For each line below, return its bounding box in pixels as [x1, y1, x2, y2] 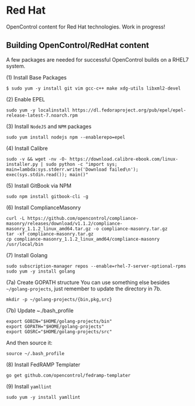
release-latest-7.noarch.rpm [6, 112, 78, 119]
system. [6, 62, 25, 69]
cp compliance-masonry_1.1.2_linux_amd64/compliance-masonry [6, 236, 160, 242]
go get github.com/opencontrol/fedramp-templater [6, 372, 131, 378]
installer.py [6, 161, 38, 167]
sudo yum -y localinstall [6, 107, 70, 113]
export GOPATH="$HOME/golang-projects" [6, 324, 105, 330]
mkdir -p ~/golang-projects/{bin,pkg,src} [6, 296, 112, 302]
